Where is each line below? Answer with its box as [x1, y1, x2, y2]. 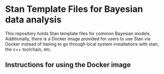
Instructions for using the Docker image [5, 61, 131, 69]
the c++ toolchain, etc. [5, 46, 52, 52]
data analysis [5, 14, 62, 25]
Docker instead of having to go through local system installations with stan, [5, 41, 159, 47]
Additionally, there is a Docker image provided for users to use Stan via [5, 36, 151, 42]
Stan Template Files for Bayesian [5, 3, 143, 15]
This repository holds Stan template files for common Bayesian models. [5, 30, 151, 36]
